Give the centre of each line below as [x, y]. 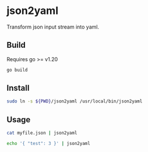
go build [17, 70]
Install [18, 88]
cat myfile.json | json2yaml [42, 133]
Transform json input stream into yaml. [53, 27]
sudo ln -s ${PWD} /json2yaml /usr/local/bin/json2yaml [75, 101]
